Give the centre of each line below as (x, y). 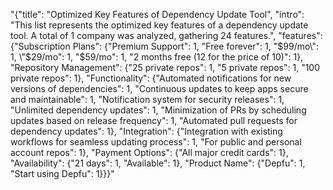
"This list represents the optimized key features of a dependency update (159, 25)
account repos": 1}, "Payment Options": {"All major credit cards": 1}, (149, 152)
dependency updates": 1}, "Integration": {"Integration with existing (146, 131)
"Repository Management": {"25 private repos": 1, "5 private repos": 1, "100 (165, 67)
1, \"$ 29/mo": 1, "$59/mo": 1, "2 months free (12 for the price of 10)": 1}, (157, 57)
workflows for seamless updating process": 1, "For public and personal (156, 142)
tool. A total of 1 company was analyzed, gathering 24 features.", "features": (166, 35)
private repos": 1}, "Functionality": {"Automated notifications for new (151, 78)
